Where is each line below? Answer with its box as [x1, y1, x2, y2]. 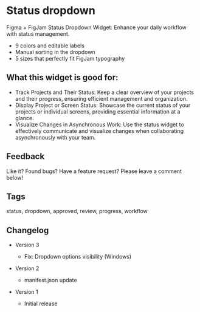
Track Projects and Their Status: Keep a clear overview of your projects [15, 89, 195, 96]
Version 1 [15, 288, 38, 296]
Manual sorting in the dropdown [15, 48, 95, 55]
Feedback [6, 151, 45, 161]
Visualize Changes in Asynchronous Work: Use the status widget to [15, 121, 184, 128]
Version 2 [15, 265, 40, 272]
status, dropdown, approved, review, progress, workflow [6, 208, 148, 215]
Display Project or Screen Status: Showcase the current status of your [15, 101, 191, 109]
